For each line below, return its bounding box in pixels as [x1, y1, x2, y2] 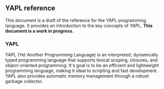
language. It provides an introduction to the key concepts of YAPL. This [5, 22, 153, 28]
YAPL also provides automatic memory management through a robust [5, 73, 149, 79]
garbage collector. [5, 78, 43, 84]
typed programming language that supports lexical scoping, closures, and [5, 57, 158, 63]
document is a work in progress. [5, 27, 74, 34]
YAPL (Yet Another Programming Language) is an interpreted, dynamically [5, 52, 158, 58]
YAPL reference [5, 4, 56, 12]
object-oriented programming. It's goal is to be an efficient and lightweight [5, 62, 159, 68]
